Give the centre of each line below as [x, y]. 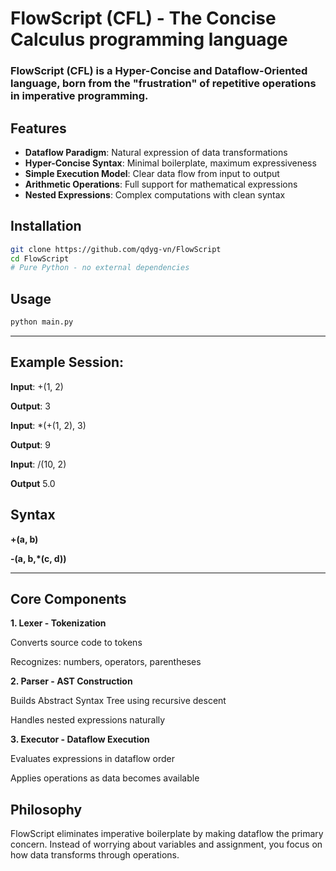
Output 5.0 [33, 483]
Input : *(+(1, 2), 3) [48, 425]
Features [38, 128]
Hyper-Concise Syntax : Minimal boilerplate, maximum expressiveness [170, 163]
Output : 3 [30, 406]
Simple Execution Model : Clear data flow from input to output [152, 173]
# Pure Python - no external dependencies [100, 268]
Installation [46, 226]
